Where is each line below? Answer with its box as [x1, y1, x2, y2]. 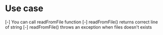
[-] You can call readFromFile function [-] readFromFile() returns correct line [5, 19, 158, 25]
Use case [5, 3, 43, 14]
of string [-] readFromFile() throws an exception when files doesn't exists [5, 24, 152, 30]
